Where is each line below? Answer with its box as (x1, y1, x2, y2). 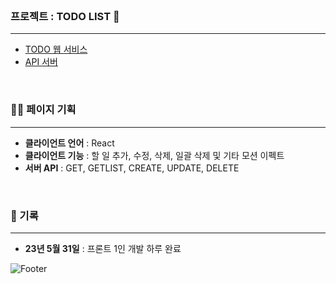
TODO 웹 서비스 (24, 43, 88, 56)
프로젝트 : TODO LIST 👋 (10, 9, 120, 23)
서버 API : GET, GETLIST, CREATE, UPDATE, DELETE (24, 162, 240, 174)
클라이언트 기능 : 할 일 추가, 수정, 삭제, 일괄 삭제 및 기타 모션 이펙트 (24, 149, 285, 161)
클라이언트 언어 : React (24, 137, 115, 149)
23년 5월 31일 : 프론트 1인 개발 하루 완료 (24, 242, 182, 254)
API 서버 (24, 56, 58, 68)
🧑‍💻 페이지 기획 (10, 103, 77, 117)
